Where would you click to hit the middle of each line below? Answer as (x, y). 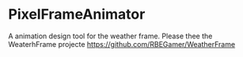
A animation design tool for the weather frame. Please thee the (110, 36)
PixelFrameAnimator (77, 14)
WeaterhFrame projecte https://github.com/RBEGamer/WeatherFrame (122, 44)
